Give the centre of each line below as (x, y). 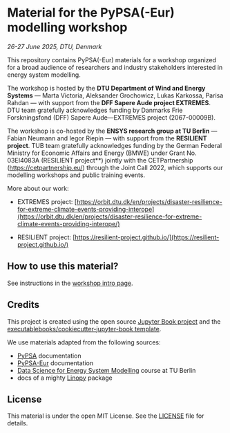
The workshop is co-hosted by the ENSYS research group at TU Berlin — (112, 131)
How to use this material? (63, 267)
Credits (23, 305)
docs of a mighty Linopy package (65, 378)
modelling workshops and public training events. (76, 175)
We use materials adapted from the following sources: (84, 342)
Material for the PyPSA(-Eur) (91, 13)
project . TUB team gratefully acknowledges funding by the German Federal (115, 145)
